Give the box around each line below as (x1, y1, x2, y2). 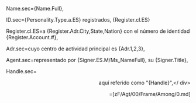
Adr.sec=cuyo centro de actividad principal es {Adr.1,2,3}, (6, 45, 145, 52)
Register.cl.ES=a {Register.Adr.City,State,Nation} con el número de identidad (6, 28, 190, 35)
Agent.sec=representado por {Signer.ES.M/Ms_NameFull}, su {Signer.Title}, (6, 57, 188, 63)
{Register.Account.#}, (6, 34, 59, 40)
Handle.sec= (6, 68, 37, 75)
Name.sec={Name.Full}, (6, 5, 64, 12)
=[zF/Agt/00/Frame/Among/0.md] (109, 91, 191, 97)
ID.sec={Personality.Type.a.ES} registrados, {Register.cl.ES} (6, 16, 150, 23)
